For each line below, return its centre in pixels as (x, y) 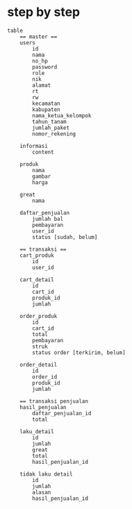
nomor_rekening (54, 134)
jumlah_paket (51, 128)
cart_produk (37, 255)
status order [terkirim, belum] (79, 352)
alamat (42, 85)
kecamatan (46, 103)
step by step (44, 12)
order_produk (39, 316)
